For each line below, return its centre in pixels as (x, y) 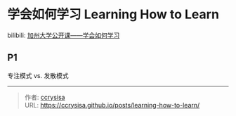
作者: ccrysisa (45, 97)
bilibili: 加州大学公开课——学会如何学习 (64, 35)
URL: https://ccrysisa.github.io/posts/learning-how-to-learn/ (112, 105)
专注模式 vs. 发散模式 (38, 75)
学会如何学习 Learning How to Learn (113, 14)
